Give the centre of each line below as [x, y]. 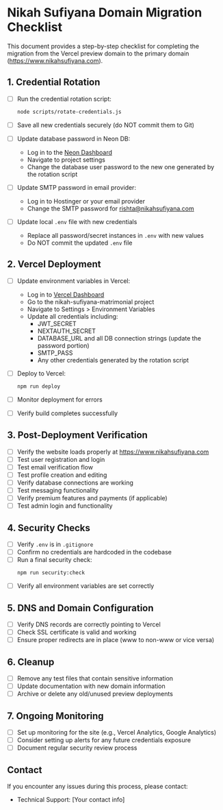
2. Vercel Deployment [54, 264]
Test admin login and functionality [65, 506]
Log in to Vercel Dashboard [66, 294]
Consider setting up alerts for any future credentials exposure [104, 740]
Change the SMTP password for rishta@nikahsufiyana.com [111, 208]
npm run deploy [39, 386]
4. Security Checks [49, 528]
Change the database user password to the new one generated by [121, 167]
